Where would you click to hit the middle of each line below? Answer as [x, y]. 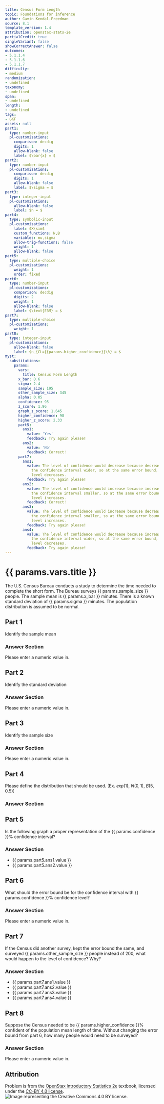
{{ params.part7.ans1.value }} [41, 982]
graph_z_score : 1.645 [40, 411]
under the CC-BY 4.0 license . [35, 1091]
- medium [14, 74]
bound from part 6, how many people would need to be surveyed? [72, 1035]
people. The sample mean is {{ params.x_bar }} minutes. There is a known [80, 596]
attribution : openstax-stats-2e [38, 32]
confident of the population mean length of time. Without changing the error [82, 1030]
